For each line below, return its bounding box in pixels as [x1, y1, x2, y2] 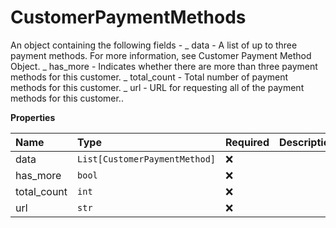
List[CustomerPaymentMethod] [77, 153, 217, 165]
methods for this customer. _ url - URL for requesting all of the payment [10, 81, 305, 93]
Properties [10, 111, 56, 123]
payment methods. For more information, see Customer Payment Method [10, 49, 312, 61]
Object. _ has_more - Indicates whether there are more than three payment [10, 60, 318, 72]
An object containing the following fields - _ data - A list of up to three [10, 39, 298, 51]
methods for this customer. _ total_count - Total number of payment [10, 71, 289, 83]
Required [225, 135, 270, 149]
